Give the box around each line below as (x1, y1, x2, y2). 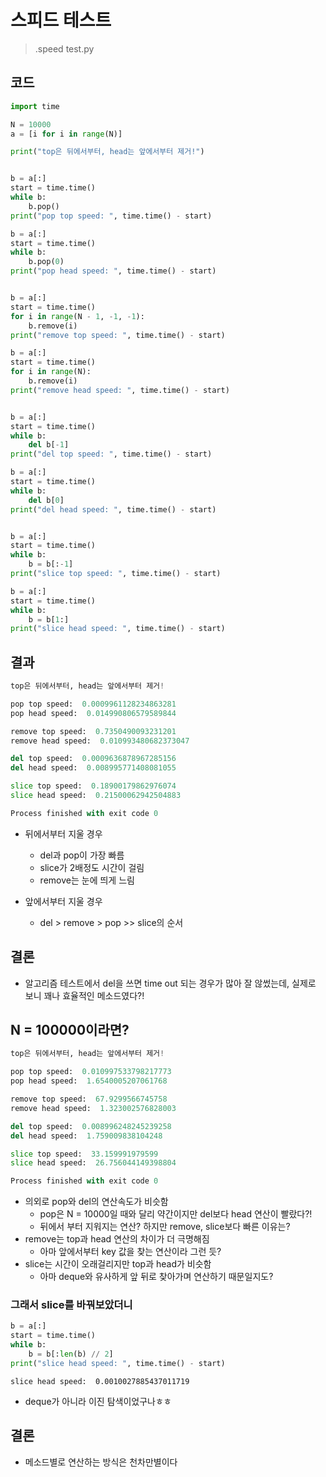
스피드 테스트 (10, 9, 112, 32)
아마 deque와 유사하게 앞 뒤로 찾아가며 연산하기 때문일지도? (39, 1271, 274, 1283)
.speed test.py (34, 42, 95, 55)
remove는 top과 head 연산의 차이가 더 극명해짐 (24, 1233, 210, 1245)
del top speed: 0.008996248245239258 (10, 1121, 172, 1131)
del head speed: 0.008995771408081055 (10, 763, 177, 773)
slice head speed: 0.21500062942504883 (10, 791, 182, 801)
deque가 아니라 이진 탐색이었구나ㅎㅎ (24, 1395, 172, 1407)
